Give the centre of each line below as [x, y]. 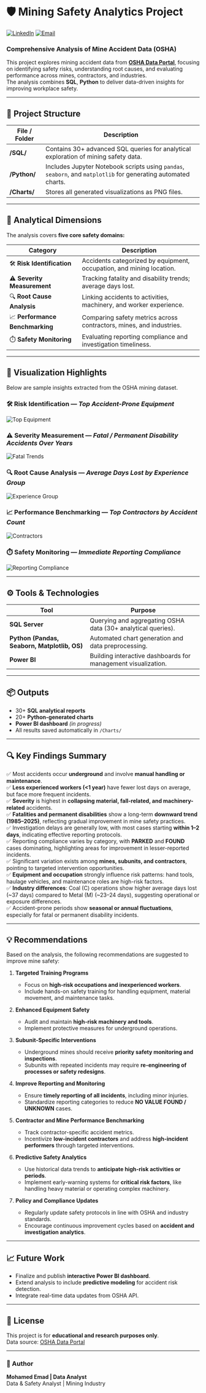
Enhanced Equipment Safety [52, 1010]
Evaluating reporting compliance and [135, 337]
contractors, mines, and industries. [132, 325]
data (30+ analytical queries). [132, 628]
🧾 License [25, 1321]
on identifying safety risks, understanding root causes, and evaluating [94, 69]
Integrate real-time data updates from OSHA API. [77, 1296]
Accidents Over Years [40, 443]
